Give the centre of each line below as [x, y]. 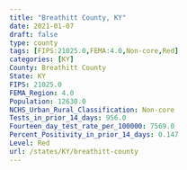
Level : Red [30, 143]
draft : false [34, 34]
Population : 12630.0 [48, 101]
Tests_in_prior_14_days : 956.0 [68, 118]
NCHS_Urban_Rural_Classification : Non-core [92, 110]
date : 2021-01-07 [42, 26]
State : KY [28, 76]
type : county [34, 43]
